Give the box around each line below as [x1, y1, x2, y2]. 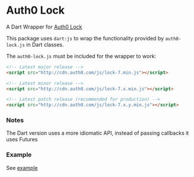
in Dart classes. [26, 41, 64, 48]
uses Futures [6, 136, 38, 143]
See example [6, 164, 38, 171]
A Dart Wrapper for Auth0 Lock [6, 23, 82, 30]
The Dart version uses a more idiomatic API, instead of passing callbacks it [6, 129, 189, 137]
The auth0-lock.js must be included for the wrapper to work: [6, 52, 157, 59]
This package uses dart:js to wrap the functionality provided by [6, 34, 164, 42]
